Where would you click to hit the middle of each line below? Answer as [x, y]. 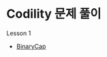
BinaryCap [31, 46]
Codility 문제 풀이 [54, 14]
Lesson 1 [19, 33]
